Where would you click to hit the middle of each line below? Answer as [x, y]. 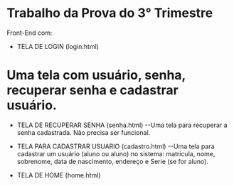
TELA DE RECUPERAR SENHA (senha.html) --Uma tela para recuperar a [122, 125]
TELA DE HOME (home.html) [59, 175]
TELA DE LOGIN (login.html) [58, 46]
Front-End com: [30, 33]
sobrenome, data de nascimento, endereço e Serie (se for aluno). [113, 161]
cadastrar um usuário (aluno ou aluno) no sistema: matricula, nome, [116, 153]
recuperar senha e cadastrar [92, 91]
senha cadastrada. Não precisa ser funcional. [84, 132]
